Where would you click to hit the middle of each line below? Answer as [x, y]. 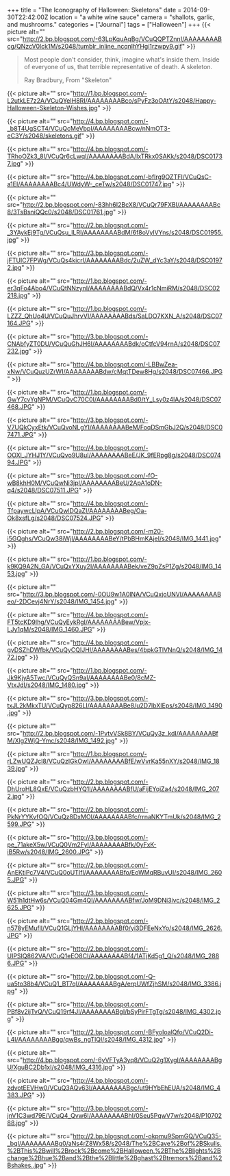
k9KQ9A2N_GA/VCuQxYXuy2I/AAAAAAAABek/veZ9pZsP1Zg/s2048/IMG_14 [114, 566]
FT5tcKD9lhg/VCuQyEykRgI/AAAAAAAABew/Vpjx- [79, 622]
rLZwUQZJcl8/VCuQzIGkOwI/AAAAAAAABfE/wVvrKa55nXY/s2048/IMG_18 [114, 761]
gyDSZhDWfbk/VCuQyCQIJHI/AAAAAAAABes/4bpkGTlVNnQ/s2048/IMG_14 [115, 650]
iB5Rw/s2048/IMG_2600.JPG [49, 852]
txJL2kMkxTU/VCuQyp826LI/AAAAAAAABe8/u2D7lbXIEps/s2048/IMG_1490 [115, 705]
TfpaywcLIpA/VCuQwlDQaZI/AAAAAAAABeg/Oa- [77, 511]
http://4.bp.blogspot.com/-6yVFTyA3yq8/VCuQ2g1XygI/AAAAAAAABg [123, 1060]
